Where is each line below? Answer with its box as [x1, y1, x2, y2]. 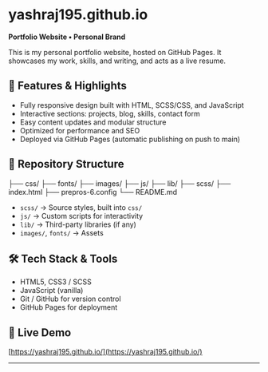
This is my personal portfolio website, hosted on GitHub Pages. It [8, 47, 222, 57]
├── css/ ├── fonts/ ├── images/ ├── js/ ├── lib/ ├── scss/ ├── [8, 178, 231, 188]
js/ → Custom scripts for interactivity [19, 211, 144, 220]
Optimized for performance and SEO [19, 125, 140, 135]
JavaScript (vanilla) [19, 286, 84, 295]
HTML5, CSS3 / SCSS [19, 277, 92, 287]
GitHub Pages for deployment [19, 303, 118, 312]
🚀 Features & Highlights [8, 79, 128, 93]
